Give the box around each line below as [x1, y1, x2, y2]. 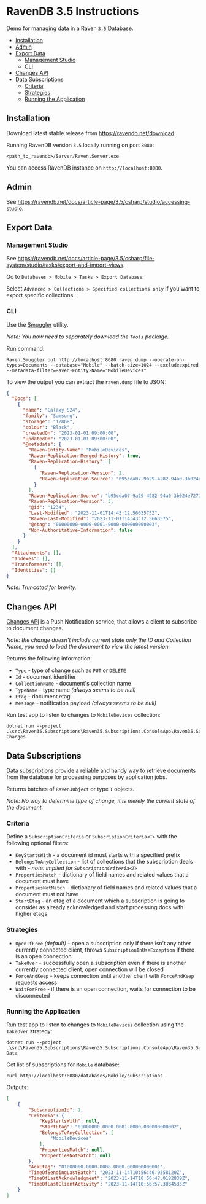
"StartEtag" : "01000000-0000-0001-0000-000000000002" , [39, 1124, 183, 1130]
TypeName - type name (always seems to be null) [15, 686, 136, 694]
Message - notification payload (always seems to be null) [15, 699, 157, 707]
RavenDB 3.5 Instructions [6, 4, 139, 18]
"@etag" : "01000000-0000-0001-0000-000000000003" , [28, 521, 161, 528]
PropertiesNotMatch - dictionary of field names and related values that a [15, 884, 197, 891]
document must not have [15, 891, 78, 898]
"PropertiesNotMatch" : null [39, 1152, 112, 1159]
